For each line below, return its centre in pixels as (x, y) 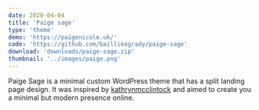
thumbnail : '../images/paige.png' (65, 59)
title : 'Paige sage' (42, 23)
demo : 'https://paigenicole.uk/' (63, 37)
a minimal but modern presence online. (71, 98)
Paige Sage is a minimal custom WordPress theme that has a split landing (126, 81)
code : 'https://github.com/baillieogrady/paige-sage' (98, 44)
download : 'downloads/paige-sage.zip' (71, 51)
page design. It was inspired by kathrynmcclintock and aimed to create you (129, 89)
